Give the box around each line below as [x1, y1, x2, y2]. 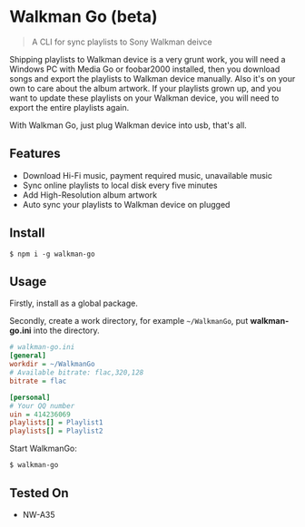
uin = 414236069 [9, 410, 71, 419]
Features [9, 146, 61, 161]
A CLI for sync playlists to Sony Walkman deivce [31, 36, 212, 47]
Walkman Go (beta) [9, 6, 158, 27]
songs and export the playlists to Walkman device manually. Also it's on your [9, 73, 296, 83]
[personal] [9, 393, 51, 402]
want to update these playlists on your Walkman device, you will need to [9, 93, 280, 103]
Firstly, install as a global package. [9, 298, 139, 309]
